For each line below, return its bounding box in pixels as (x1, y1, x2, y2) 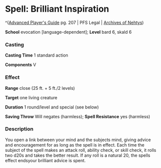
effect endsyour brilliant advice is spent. (5, 157, 86, 163)
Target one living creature (5, 94, 58, 101)
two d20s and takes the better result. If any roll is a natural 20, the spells (5, 152, 150, 158)
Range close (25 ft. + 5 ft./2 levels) (5, 85, 75, 91)
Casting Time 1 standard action (5, 52, 68, 58)
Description (5, 126, 34, 132)
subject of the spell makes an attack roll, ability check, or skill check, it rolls (5, 147, 157, 153)
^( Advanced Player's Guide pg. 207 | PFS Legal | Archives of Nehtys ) (5, 20, 144, 25)
